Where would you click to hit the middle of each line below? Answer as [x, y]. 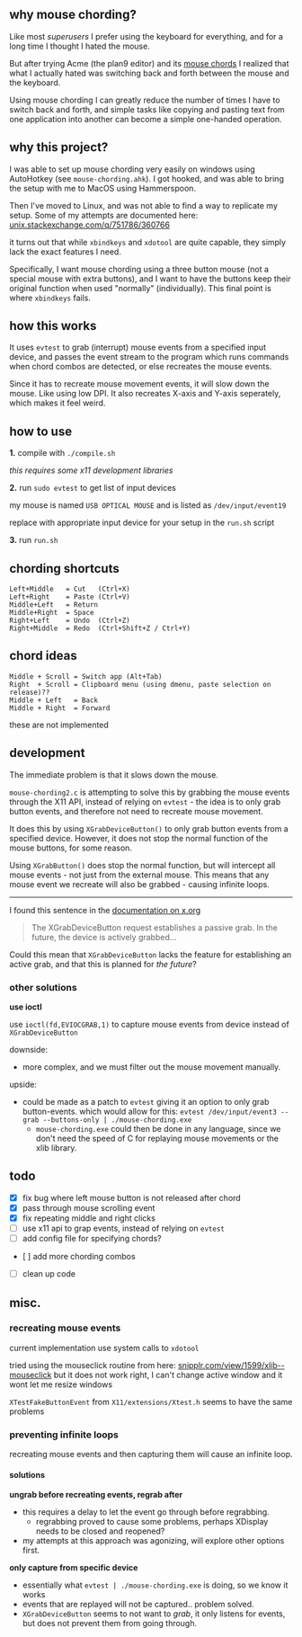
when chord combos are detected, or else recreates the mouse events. [141, 367]
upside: [23, 1084]
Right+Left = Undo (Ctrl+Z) [70, 621]
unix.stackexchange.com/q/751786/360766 [90, 225]
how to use [41, 431]
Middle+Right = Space [52, 613]
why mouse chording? [73, 15]
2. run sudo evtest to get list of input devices [93, 488]
